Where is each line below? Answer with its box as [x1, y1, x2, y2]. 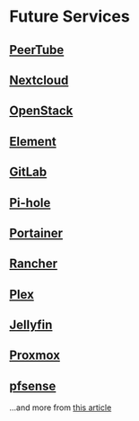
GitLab [9, 165, 48, 180]
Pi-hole [9, 195, 51, 210]
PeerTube [9, 42, 65, 58]
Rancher [9, 256, 58, 272]
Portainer [9, 225, 64, 240]
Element [9, 133, 56, 149]
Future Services [9, 6, 130, 27]
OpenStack [9, 103, 74, 119]
